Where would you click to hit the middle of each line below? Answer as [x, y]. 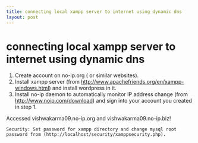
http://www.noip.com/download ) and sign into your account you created [103, 101]
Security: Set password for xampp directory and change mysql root [92, 129]
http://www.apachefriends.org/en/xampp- [133, 82]
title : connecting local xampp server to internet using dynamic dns [94, 12]
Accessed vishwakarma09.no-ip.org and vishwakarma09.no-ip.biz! [89, 119]
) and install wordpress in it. [83, 88]
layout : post [22, 17]
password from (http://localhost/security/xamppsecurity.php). [86, 135]
